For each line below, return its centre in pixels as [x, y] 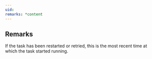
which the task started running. [37, 51]
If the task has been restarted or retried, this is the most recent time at [76, 46]
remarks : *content [24, 14]
